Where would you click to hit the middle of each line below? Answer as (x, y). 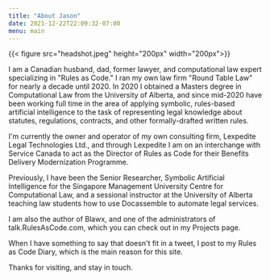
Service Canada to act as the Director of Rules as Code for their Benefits (129, 153)
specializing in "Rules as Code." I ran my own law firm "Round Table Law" (131, 78)
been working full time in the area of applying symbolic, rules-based (122, 104)
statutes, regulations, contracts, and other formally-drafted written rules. (129, 121)
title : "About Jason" (45, 16)
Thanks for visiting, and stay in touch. (71, 268)
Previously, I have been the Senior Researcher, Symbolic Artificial (117, 178)
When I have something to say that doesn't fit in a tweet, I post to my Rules (133, 244)
